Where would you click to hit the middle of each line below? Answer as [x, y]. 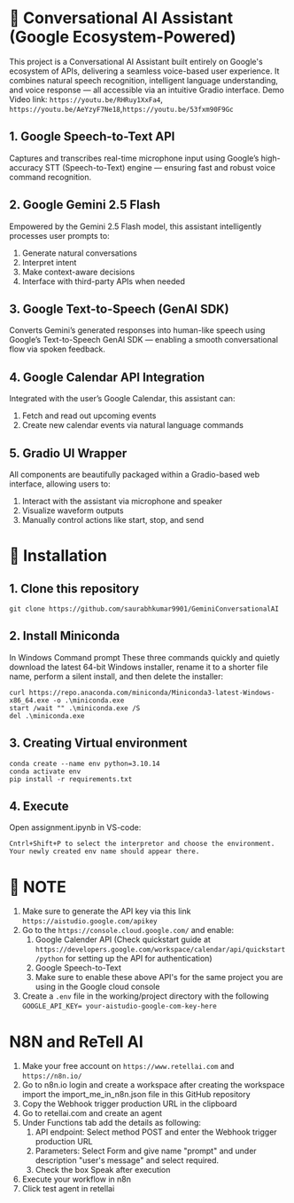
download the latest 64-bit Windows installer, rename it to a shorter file [139, 667]
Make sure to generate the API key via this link [106, 911]
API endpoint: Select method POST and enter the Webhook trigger [156, 1132]
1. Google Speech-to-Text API [92, 137]
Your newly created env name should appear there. [104, 851]
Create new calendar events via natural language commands [132, 425]
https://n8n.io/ [52, 1076]
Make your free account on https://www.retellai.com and [128, 1066]
